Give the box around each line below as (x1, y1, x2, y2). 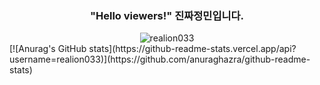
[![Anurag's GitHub (9, 43, 87, 55)
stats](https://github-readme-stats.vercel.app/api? (88, 43, 297, 55)
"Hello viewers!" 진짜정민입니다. (89, 8, 245, 22)
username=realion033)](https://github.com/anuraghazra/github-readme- (9, 53, 311, 66)
